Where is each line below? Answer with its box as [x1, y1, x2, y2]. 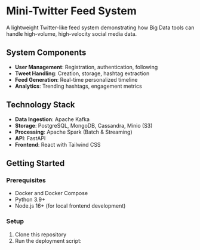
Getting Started [6, 158, 65, 168]
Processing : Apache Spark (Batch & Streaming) [14, 128, 133, 135]
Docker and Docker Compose [14, 190, 88, 197]
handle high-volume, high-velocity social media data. [6, 30, 137, 37]
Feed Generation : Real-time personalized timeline [14, 76, 138, 83]
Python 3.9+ [14, 196, 46, 203]
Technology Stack [6, 100, 75, 110]
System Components [6, 48, 87, 58]
